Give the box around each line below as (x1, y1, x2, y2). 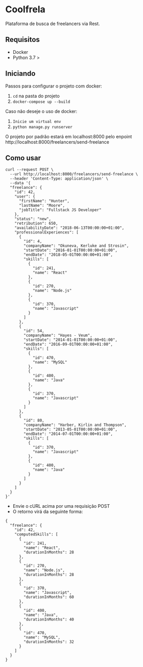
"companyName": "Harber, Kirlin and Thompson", (23, 422, 127, 428)
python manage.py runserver (12, 124, 73, 130)
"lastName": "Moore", (18, 203, 65, 208)
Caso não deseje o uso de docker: (5, 108, 78, 114)
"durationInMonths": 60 (23, 595, 74, 600)
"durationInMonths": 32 (23, 639, 74, 644)
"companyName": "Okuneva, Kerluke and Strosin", (23, 243, 129, 249)
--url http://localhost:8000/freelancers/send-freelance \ (10, 171, 138, 177)
